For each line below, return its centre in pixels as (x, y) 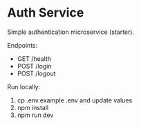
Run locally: (24, 87)
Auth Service (46, 13)
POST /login (34, 66)
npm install (33, 107)
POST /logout (37, 73)
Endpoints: (22, 45)
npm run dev (35, 115)
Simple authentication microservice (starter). (71, 32)
